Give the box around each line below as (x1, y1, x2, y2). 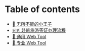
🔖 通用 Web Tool (12, 33, 47, 39)
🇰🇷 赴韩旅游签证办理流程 (12, 27, 66, 33)
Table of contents (5, 4, 80, 15)
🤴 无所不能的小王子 (12, 21, 52, 27)
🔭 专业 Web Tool (12, 39, 47, 46)
